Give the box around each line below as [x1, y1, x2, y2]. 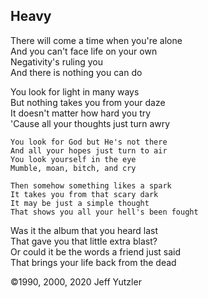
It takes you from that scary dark [10, 189, 159, 199]
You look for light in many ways [10, 85, 140, 98]
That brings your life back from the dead [10, 256, 177, 268]
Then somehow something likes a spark [10, 180, 172, 191]
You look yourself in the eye [10, 154, 137, 164]
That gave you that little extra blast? [10, 235, 158, 247]
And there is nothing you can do [10, 66, 143, 78]
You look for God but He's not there [10, 137, 168, 147]
